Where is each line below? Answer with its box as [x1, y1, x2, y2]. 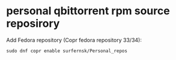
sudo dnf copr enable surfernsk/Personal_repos [6, 48, 128, 54]
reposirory [6, 17, 60, 30]
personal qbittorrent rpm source [6, 4, 170, 18]
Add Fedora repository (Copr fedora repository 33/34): [6, 36, 142, 43]
